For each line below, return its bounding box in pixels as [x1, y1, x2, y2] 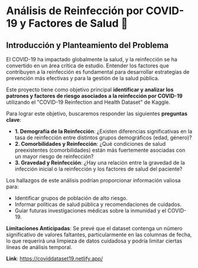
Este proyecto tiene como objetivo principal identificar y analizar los [6, 86, 174, 93]
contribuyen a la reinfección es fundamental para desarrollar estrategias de [6, 68, 190, 75]
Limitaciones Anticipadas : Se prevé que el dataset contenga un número [6, 225, 183, 231]
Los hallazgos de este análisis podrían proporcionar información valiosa [6, 177, 181, 184]
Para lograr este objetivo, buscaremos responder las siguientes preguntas [6, 110, 188, 117]
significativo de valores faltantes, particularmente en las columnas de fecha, [6, 231, 192, 238]
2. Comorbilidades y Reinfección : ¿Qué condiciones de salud [14, 140, 166, 147]
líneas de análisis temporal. [6, 244, 73, 250]
